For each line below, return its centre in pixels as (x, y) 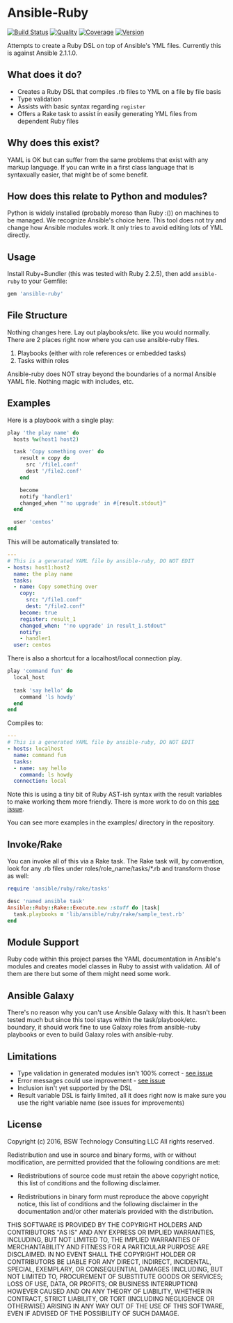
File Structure (37, 315)
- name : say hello (40, 768)
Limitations (32, 1056)
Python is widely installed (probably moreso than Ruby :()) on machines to (113, 213)
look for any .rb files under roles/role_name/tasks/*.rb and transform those (114, 869)
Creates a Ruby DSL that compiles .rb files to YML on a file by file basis (119, 91)
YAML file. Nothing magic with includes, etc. (71, 381)
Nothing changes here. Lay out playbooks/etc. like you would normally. (109, 332)
